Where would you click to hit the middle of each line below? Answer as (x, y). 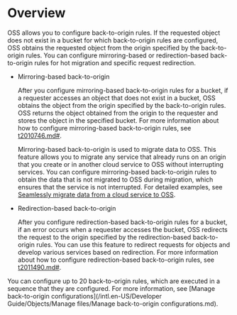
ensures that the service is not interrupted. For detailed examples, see (120, 187)
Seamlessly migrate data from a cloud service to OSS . (97, 194)
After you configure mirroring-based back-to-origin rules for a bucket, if (123, 90)
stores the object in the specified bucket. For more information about (118, 120)
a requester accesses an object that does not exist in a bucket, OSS (117, 98)
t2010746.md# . (40, 136)
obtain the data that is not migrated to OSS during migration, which (115, 179)
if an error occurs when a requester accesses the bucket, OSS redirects (123, 229)
